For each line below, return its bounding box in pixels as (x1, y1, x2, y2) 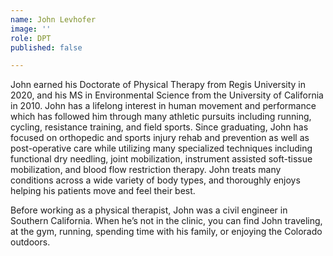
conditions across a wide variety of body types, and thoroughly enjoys (10, 174, 301, 186)
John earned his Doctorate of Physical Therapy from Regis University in (10, 79, 306, 91)
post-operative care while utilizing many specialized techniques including (10, 142, 313, 155)
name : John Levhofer (10, 14, 97, 25)
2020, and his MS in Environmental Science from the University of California (10, 89, 324, 101)
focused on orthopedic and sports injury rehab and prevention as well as (10, 132, 310, 144)
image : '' (10, 24, 52, 34)
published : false (10, 42, 83, 53)
